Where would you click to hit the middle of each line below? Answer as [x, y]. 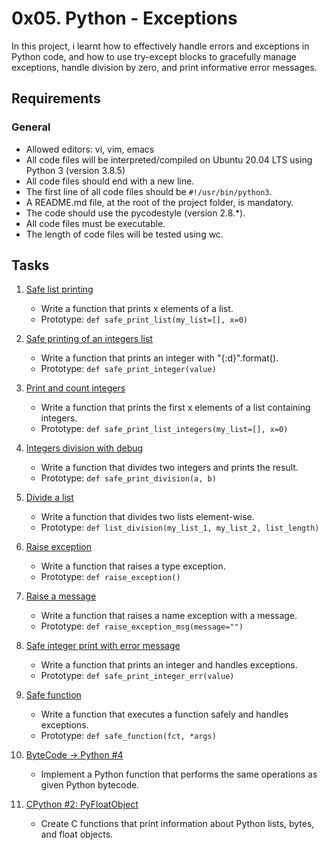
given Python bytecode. [90, 785]
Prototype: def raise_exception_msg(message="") [142, 626]
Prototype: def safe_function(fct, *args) [128, 736]
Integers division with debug [84, 448]
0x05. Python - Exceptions [124, 18]
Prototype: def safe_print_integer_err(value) [137, 676]
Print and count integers [75, 388]
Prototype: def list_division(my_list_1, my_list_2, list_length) [180, 528]
